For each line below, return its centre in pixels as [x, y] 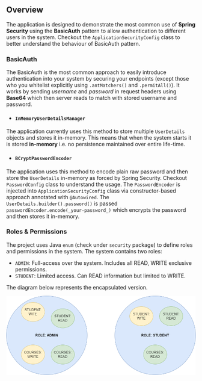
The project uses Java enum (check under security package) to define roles [99, 245]
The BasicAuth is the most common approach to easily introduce [86, 72]
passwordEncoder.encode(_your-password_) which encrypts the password [96, 209]
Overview [25, 10]
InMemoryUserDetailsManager [50, 119]
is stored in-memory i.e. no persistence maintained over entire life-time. [96, 144]
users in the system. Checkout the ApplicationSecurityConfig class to [93, 37]
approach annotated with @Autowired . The [58, 197]
